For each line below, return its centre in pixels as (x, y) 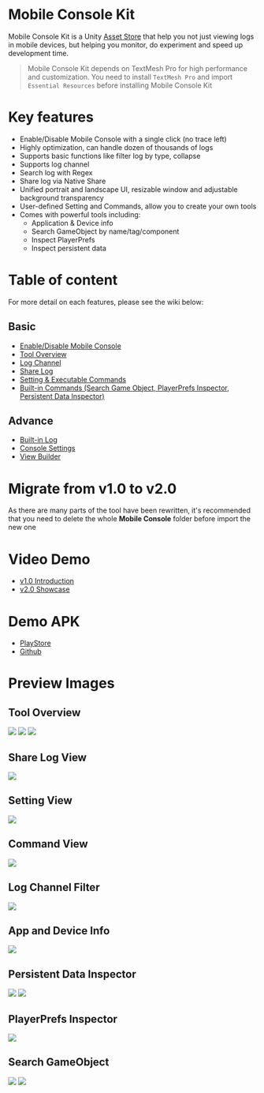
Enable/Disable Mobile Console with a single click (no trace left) (123, 139)
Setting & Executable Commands (73, 379)
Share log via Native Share (63, 181)
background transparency (61, 197)
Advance (31, 421)
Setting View (40, 800)
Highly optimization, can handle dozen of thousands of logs (116, 147)
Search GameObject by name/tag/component (105, 231)
